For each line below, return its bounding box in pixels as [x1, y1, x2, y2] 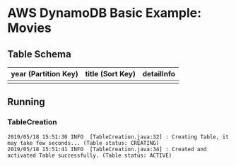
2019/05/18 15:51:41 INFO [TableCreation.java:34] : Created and [7, 146, 207, 153]
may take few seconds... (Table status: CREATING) [7, 139, 160, 146]
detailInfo [142, 69, 175, 78]
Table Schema [7, 48, 72, 60]
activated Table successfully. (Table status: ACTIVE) [7, 152, 172, 159]
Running [7, 96, 46, 108]
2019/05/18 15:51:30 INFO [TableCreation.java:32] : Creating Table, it [7, 133, 230, 141]
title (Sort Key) [85, 69, 136, 78]
